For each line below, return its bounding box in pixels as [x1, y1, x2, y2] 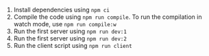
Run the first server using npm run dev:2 [13, 34, 127, 43]
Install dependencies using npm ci [13, 6, 110, 13]
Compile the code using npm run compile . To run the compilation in [13, 13, 202, 21]
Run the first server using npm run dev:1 [13, 27, 127, 35]
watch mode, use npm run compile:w [13, 20, 116, 28]
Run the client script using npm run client [13, 42, 132, 49]
